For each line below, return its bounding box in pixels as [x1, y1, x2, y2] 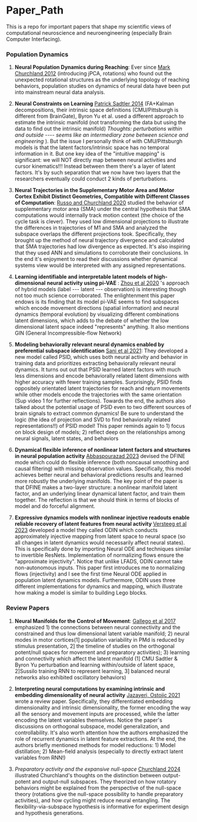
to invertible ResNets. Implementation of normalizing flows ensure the [14, 552, 184, 559]
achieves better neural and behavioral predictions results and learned [14, 471, 183, 478]
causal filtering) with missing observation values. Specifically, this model [14, 465, 191, 472]
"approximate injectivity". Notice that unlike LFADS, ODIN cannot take [14, 558, 183, 565]
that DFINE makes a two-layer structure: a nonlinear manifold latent [14, 484, 178, 491]
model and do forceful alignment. [14, 503, 96, 510]
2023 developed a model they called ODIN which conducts [14, 527, 158, 534]
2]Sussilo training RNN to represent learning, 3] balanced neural [14, 667, 171, 675]
